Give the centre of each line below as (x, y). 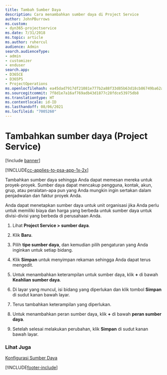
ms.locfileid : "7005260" (31, 112)
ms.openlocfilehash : (27, 88)
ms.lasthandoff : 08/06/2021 (34, 107)
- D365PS (14, 79)
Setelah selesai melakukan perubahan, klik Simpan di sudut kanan (80, 329)
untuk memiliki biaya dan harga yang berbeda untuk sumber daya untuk (79, 210)
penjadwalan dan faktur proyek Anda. (43, 195)
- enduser (15, 65)
